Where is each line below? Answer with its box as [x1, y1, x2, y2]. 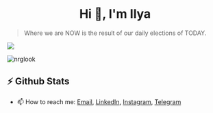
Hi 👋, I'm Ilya [79, 6, 151, 22]
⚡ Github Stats [7, 75, 70, 88]
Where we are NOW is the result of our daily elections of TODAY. [23, 29, 207, 37]
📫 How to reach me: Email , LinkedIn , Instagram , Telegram [16, 97, 181, 105]
